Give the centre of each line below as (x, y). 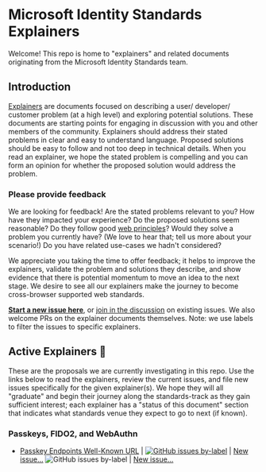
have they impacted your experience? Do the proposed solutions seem (124, 220)
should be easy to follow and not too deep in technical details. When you (127, 148)
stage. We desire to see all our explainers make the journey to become (123, 286)
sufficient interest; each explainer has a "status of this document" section (128, 404)
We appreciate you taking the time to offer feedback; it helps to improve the (132, 261)
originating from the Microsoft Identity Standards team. (98, 62)
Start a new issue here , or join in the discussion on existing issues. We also (132, 310)
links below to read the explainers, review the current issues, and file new (128, 379)
